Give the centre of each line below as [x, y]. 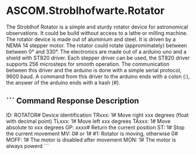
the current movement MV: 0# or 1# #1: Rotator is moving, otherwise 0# [92, 133]
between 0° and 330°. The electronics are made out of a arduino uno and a [97, 51]
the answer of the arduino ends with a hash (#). [63, 82]
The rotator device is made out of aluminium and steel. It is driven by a [91, 39]
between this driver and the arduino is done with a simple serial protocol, [94, 70]
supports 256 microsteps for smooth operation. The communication [88, 64]
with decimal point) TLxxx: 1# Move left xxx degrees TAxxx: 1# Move [88, 121]
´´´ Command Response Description [73, 101]
